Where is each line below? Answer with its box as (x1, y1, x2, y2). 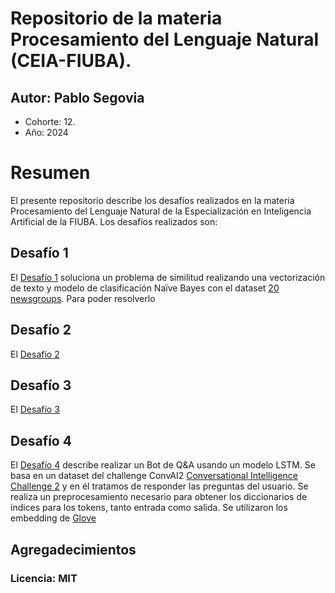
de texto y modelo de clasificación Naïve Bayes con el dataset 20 (10, 282, 280, 294)
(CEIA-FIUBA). (10, 50, 132, 72)
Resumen (10, 162, 91, 184)
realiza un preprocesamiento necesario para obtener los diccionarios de (10, 491, 308, 503)
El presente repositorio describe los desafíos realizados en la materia (10, 194, 295, 206)
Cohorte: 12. (24, 116, 76, 127)
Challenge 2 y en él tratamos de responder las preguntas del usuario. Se (10, 480, 309, 492)
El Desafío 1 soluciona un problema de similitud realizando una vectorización (10, 271, 326, 283)
